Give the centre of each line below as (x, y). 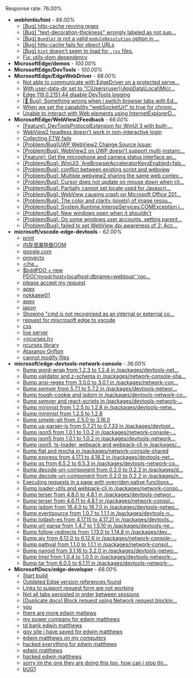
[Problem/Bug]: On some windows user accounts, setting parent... (102, 219)
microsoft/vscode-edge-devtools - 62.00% (68, 232)
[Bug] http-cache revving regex (61, 26)
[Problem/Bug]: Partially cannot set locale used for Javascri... (96, 188)
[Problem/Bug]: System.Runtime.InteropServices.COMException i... (104, 207)
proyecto (33, 258)
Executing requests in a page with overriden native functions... (98, 482)
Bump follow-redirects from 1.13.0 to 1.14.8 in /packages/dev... (97, 532)
